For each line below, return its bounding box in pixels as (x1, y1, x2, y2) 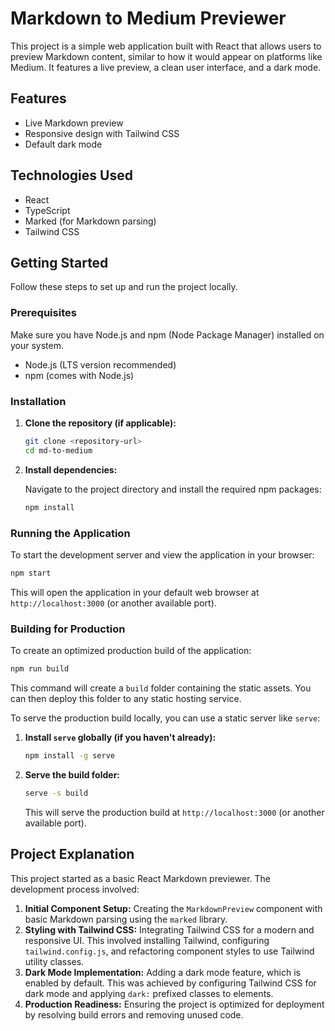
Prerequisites (10, 306, 77, 320)
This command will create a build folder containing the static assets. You (10, 682, 312, 694)
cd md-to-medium (24, 445, 93, 456)
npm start (10, 568, 52, 578)
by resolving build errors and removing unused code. (24, 1008, 244, 1021)
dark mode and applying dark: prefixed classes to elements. (24, 987, 274, 999)
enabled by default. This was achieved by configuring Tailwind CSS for (24, 977, 317, 989)
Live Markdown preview (24, 117, 124, 129)
